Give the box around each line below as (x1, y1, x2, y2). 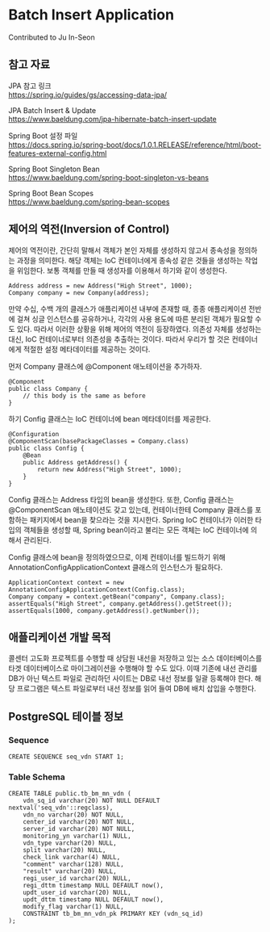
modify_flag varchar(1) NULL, (23, 903, 125, 911)
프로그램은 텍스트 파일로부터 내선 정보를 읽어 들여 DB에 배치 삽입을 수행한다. (16, 684, 256, 694)
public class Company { (8, 384, 89, 393)
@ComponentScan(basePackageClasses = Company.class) (8, 437, 189, 445)
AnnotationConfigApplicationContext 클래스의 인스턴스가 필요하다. (8, 562, 223, 572)
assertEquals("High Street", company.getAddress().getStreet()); (8, 599, 232, 607)
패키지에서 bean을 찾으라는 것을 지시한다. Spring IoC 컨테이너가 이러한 (29, 514, 254, 524)
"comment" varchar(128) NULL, (23, 860, 125, 869)
